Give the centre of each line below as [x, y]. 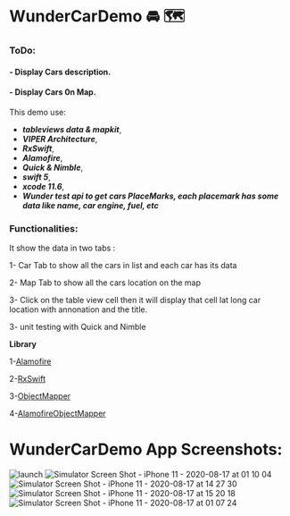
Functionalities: [44, 228]
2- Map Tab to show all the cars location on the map [105, 283]
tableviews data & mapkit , [72, 129]
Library [23, 344]
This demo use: [38, 112]
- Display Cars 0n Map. [53, 92]
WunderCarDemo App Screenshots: [146, 449]
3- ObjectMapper [40, 396]
